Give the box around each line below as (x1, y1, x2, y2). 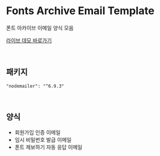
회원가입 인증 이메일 (14, 128, 61, 136)
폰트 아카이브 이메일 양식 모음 (6, 24, 74, 31)
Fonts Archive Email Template (6, 4, 155, 18)
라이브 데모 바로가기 (6, 36, 52, 44)
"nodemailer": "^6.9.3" (6, 83, 65, 89)
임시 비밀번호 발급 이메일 (14, 136, 72, 143)
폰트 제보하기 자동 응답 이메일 (14, 143, 82, 151)
